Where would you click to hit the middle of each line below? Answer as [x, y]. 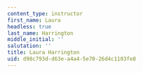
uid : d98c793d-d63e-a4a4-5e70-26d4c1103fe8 [72, 59]
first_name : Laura [34, 20]
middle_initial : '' [36, 40]
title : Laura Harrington [43, 53]
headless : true [29, 26]
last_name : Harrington [40, 33]
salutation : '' [29, 46]
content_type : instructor [45, 14]
